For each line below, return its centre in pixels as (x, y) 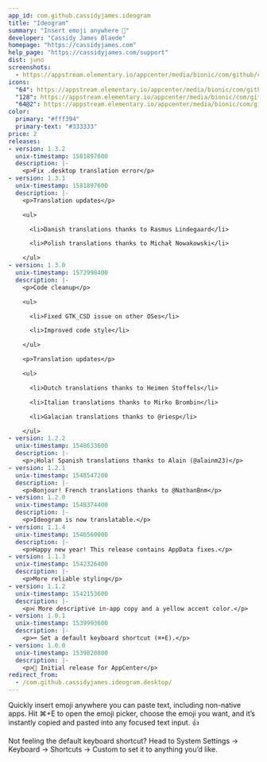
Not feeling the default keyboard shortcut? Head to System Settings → (123, 741)
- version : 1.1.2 (37, 586)
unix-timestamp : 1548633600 (62, 446)
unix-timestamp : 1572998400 (62, 273)
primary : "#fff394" (48, 119)
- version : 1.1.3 (37, 557)
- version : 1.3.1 (37, 179)
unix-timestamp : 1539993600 (62, 624)
